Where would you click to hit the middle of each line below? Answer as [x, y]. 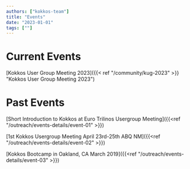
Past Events [35, 103]
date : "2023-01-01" [30, 22]
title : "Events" [26, 17]
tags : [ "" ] [19, 28]
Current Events [44, 57]
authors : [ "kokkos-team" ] [37, 11]
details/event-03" [27, 160]
